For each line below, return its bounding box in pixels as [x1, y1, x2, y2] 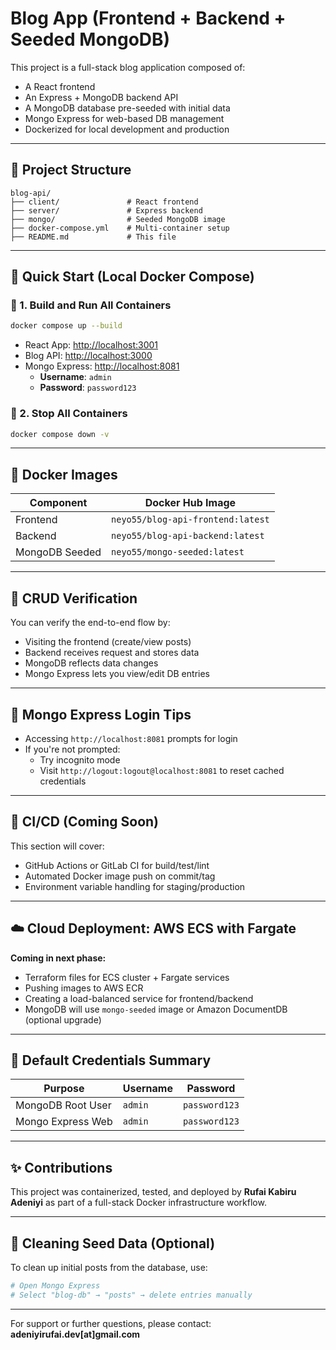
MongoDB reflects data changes [24, 657, 159, 669]
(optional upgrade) [24, 1013, 102, 1026]
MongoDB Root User [15, 1098, 112, 1112]
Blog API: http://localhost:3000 [24, 350, 153, 362]
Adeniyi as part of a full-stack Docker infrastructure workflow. [10, 1197, 267, 1209]
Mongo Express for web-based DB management [24, 112, 225, 124]
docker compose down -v [10, 429, 110, 439]
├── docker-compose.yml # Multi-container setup [10, 223, 230, 233]
